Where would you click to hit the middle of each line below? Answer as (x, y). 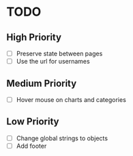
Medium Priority (42, 83)
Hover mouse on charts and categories (71, 99)
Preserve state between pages (59, 53)
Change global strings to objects (62, 138)
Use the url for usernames (53, 62)
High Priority (34, 37)
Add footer (31, 146)
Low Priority (33, 121)
